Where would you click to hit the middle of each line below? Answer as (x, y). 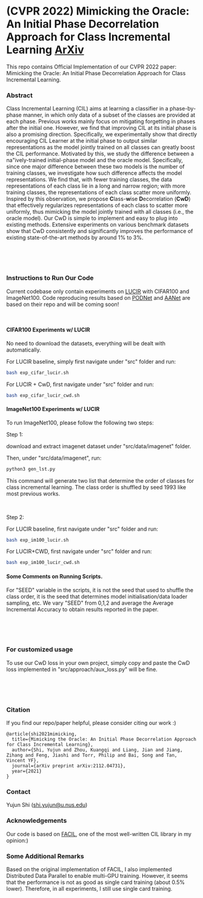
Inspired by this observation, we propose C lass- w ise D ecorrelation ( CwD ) (98, 199)
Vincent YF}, (23, 761)
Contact (18, 792)
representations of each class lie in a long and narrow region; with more (96, 186)
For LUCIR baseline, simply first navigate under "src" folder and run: (91, 361)
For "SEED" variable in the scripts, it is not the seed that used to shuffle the (100, 590)
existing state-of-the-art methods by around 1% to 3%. (75, 237)
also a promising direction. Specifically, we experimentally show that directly (102, 134)
